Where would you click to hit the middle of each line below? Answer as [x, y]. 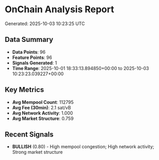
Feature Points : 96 [32, 57]
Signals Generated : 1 [35, 63]
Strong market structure [37, 152]
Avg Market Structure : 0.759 [43, 118]
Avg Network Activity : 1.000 [42, 113]
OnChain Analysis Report [60, 9]
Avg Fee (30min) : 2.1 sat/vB [41, 107]
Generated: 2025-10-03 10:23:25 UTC [45, 24]
